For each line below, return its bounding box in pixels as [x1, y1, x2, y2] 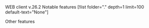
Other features [5, 19, 35, 24]
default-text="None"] [5, 9, 49, 15]
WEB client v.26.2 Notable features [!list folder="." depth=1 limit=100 [5, 4, 145, 10]
